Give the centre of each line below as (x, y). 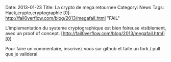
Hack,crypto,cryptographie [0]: (38, 13)
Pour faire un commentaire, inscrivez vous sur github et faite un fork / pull (83, 49)
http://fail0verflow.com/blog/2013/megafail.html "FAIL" (63, 18)
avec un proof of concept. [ (34, 33)
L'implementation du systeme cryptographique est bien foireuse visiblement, (86, 28)
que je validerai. (22, 54)
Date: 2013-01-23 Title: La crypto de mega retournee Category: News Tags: (85, 7)
